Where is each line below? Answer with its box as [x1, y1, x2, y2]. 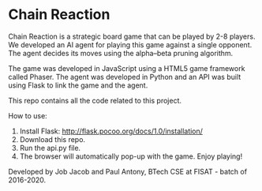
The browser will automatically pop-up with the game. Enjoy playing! [19, 152, 243, 161]
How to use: [8, 110, 47, 120]
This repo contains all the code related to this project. [8, 95, 182, 105]
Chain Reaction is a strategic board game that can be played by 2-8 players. [8, 32, 256, 41]
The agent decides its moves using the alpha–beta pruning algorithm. [8, 48, 234, 58]
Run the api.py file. [19, 143, 81, 152]
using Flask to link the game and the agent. [8, 81, 148, 90]
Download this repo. [19, 134, 85, 144]
